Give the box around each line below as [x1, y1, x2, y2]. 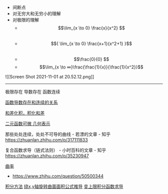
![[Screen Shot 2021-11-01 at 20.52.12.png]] [5, 74, 94, 79]
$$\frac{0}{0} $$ [73, 56, 109, 62]
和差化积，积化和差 [5, 110, 45, 116]
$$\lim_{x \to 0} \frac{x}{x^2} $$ [57, 25, 125, 31]
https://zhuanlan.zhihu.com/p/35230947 [5, 153, 89, 158]
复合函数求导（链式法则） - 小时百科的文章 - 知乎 [5, 147, 106, 153]
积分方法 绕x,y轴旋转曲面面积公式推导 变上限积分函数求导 [5, 183, 123, 189]
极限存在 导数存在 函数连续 [5, 89, 60, 94]
